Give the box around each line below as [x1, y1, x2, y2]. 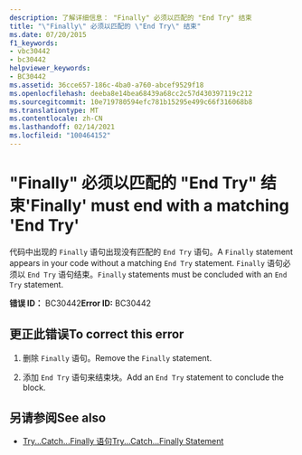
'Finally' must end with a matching [25, 195, 289, 216]
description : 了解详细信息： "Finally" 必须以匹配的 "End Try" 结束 [9, 13, 252, 23]
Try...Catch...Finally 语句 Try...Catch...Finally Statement [22, 436, 224, 447]
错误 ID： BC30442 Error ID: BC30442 [9, 298, 152, 308]
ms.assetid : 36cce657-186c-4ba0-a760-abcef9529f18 [9, 81, 204, 90]
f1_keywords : [9, 38, 59, 48]
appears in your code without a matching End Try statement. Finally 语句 [9, 257, 283, 268]
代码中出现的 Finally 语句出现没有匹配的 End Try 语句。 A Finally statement [9, 246, 294, 257]
